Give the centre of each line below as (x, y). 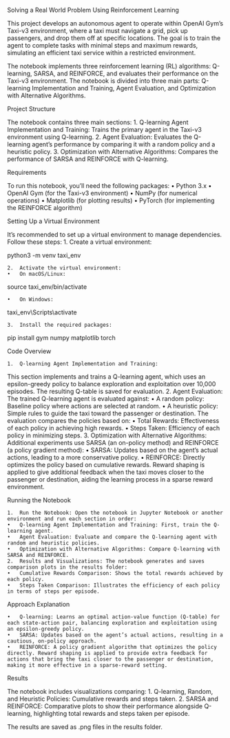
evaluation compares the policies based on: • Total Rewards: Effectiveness (113, 420)
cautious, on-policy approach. (52, 641)
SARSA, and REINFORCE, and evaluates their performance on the (126, 73)
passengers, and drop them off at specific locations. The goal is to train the (114, 38)
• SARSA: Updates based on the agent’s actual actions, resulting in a (115, 635)
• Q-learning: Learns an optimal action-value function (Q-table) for (114, 617)
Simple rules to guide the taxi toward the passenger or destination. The (108, 413)
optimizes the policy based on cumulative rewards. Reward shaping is (106, 465)
